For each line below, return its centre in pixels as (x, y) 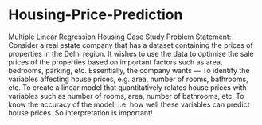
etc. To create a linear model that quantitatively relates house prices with (127, 87)
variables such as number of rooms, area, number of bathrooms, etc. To (126, 96)
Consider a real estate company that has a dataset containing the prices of (131, 45)
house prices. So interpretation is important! (80, 112)
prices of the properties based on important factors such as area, (115, 62)
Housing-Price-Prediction (96, 15)
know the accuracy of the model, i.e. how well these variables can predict (129, 104)
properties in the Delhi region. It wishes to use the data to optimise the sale (131, 53)
